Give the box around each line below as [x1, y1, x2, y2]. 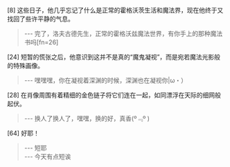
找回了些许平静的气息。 [7, 15, 74, 23]
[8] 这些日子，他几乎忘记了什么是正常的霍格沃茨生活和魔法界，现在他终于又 [7, 6, 224, 14]
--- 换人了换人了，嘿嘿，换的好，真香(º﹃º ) [24, 114, 150, 123]
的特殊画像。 [7, 62, 44, 69]
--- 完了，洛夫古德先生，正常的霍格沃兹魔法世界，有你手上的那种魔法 [24, 30, 223, 37]
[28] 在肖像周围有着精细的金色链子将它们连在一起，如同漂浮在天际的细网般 [7, 91, 222, 99]
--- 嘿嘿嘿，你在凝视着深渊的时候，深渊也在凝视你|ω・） [24, 76, 187, 85]
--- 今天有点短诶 [24, 152, 71, 161]
